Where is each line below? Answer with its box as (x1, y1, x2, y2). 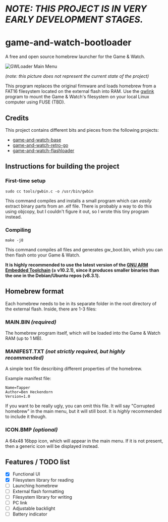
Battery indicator (12, 511, 48, 517)
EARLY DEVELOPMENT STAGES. (5, 14, 143, 25)
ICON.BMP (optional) (5, 426, 58, 433)
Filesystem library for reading (12, 477, 74, 483)
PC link (12, 499, 28, 505)
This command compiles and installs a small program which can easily (5, 197, 152, 203)
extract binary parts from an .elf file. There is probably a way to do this (5, 203, 152, 209)
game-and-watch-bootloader (5, 37, 132, 48)
